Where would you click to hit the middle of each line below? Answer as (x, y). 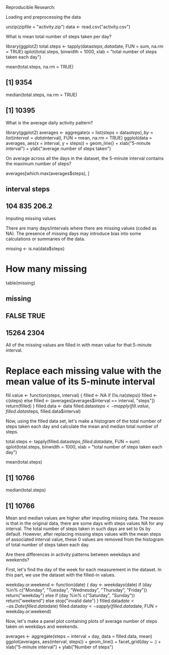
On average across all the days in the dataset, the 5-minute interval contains (85, 158)
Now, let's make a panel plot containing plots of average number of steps (81, 621)
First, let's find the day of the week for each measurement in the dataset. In (84, 569)
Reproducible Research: (31, 7)
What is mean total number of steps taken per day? (59, 37)
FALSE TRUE (26, 316)
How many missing (46, 269)
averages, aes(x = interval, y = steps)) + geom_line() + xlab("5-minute (78, 143)
